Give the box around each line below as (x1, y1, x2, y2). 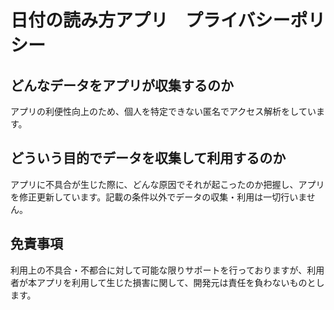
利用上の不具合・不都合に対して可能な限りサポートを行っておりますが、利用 (10, 264, 325, 276)
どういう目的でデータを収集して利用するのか (10, 150, 287, 167)
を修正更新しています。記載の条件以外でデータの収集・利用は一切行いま (10, 191, 307, 203)
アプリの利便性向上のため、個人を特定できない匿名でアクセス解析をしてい (10, 106, 317, 117)
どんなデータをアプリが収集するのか (10, 77, 234, 94)
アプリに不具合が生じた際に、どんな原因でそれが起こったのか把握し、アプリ (10, 178, 325, 190)
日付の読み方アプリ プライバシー (10, 9, 291, 32)
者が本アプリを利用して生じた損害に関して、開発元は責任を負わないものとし (10, 276, 325, 288)
